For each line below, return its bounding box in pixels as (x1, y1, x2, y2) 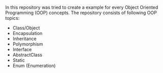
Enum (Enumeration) (12, 63, 56, 68)
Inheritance (12, 35, 37, 42)
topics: (5, 15, 20, 21)
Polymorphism (12, 41, 43, 47)
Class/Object (12, 25, 40, 31)
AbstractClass (12, 52, 42, 58)
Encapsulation (12, 30, 43, 36)
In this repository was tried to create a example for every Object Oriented (5, 5, 158, 10)
